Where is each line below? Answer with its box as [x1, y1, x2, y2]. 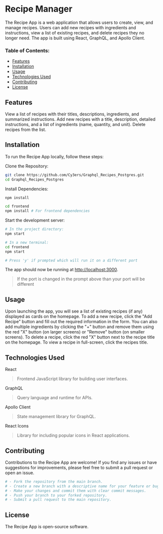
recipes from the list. [5, 127, 47, 132]
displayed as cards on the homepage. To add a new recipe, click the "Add [5, 313, 152, 319]
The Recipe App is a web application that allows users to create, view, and [5, 19, 153, 25]
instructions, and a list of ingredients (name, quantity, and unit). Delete [5, 122, 146, 128]
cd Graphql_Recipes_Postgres [5, 177, 64, 182]
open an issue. [5, 470, 35, 476]
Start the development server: [5, 218, 65, 223]
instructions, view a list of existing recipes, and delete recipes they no [5, 30, 145, 36]
